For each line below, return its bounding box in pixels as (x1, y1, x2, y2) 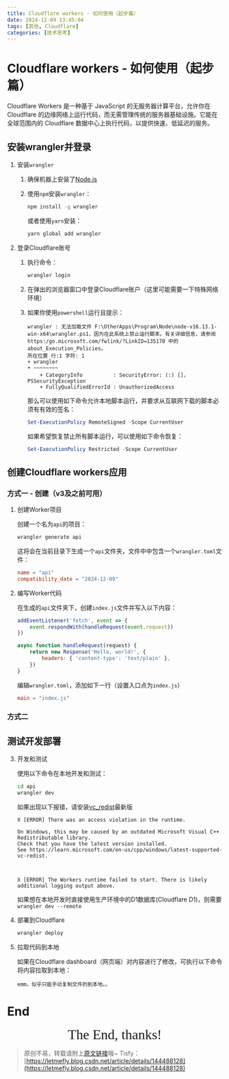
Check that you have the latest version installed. (16, 840, 167, 847)
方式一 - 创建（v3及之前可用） (7, 488, 107, 498)
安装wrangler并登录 (7, 141, 92, 153)
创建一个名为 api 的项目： (16, 520, 87, 529)
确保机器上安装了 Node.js (27, 175, 98, 183)
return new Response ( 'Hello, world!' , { (29, 648, 146, 655)
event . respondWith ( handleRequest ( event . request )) (29, 623, 174, 631)
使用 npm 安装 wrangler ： (27, 190, 92, 197)
